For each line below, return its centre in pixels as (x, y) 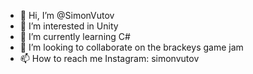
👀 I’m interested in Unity (69, 26)
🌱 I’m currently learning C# (75, 36)
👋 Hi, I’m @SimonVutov (67, 15)
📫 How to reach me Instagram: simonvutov (109, 58)
